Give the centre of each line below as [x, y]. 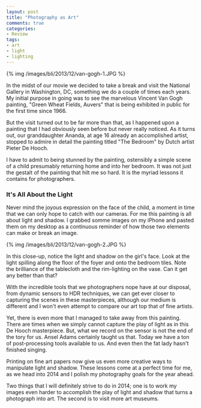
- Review [17, 34]
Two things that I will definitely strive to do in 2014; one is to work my [91, 386]
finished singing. [27, 350]
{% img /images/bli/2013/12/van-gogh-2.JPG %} [66, 245]
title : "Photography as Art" [43, 17]
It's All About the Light [40, 194]
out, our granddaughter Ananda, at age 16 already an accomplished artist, [97, 135]
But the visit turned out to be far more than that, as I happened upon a [93, 122]
